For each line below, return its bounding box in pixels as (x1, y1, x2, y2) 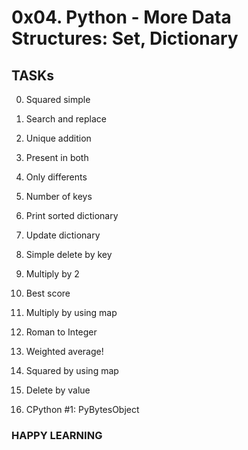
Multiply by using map (25, 307, 118, 318)
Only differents (25, 171, 88, 183)
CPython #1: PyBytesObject (25, 404, 140, 415)
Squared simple (25, 94, 91, 105)
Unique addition (25, 132, 92, 144)
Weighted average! (25, 346, 104, 357)
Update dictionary (25, 229, 101, 241)
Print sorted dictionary (25, 210, 119, 221)
